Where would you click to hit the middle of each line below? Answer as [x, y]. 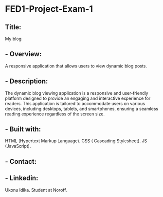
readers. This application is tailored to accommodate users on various [75, 103]
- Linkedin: [22, 178]
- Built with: [23, 129]
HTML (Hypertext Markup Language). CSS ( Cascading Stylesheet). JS [76, 141]
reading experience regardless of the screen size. [55, 114]
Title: [13, 27]
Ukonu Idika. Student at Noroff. [36, 190]
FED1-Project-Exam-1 [49, 9]
